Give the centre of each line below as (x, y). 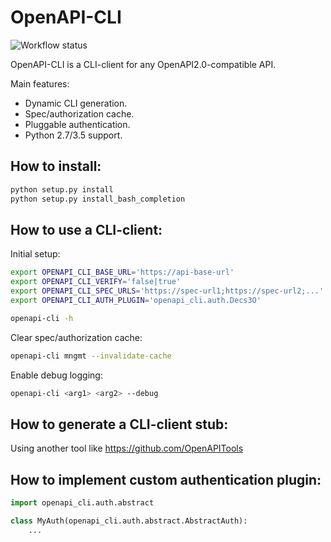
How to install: (56, 166)
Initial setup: (35, 254)
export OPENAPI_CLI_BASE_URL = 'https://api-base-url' (122, 272)
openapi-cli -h (42, 318)
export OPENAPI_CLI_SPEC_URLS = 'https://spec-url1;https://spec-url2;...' (167, 291)
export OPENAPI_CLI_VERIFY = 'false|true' (96, 282)
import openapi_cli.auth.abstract (82, 503)
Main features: (40, 83)
